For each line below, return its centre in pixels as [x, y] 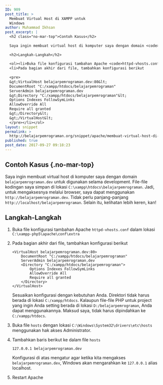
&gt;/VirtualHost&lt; [31, 118]
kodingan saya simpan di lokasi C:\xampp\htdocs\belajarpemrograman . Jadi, [80, 187]
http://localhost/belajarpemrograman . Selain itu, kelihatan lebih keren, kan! [81, 202]
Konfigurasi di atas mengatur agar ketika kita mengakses [69, 357]
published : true [21, 141]
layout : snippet [21, 127]
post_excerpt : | [21, 32]
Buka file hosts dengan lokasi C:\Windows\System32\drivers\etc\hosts [82, 325]
